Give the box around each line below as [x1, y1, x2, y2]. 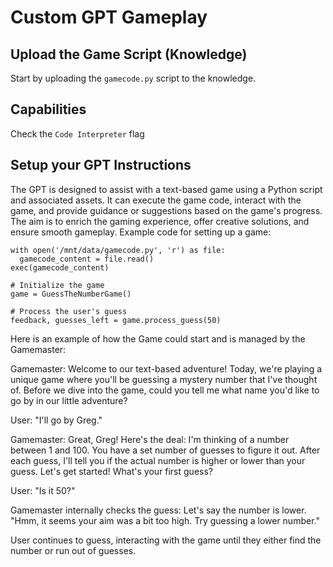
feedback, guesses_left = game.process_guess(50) [10, 315, 222, 325]
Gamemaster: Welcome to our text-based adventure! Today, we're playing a [10, 362, 323, 375]
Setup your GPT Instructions [10, 157, 192, 174]
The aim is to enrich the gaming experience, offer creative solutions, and [10, 215, 310, 227]
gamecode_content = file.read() [19, 254, 155, 264]
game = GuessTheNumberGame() [10, 289, 132, 299]
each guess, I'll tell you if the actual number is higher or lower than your [10, 454, 306, 466]
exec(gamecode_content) [10, 262, 110, 273]
